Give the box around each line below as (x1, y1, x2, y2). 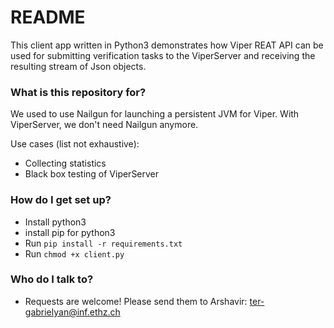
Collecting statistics (24, 157, 107, 170)
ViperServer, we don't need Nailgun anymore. (10, 119, 199, 131)
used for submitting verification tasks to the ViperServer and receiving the (10, 49, 316, 61)
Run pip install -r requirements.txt (24, 237, 183, 249)
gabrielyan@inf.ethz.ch (24, 306, 121, 318)
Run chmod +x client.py (24, 247, 125, 260)
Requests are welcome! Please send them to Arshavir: (24, 295, 248, 307)
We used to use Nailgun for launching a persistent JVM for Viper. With (10, 108, 300, 120)
